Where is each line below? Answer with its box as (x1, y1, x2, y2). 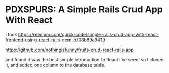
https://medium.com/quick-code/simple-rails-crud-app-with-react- (18, 31, 159, 37)
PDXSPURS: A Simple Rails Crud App (5, 4, 163, 15)
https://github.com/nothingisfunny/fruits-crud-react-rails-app (5, 46, 134, 53)
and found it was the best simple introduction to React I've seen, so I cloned (5, 56, 164, 62)
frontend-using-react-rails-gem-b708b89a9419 (5, 37, 105, 43)
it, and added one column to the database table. (5, 62, 106, 68)
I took (5, 31, 17, 37)
